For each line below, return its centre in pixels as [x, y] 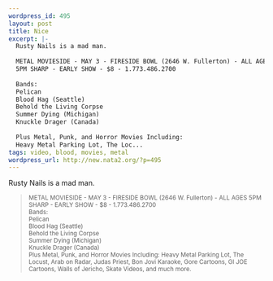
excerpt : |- [28, 39]
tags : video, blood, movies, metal [69, 152]
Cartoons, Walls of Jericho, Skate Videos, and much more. [110, 270]
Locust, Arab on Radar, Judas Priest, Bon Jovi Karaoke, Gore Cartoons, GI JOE [138, 262]
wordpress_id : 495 [39, 16]
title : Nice [28, 31]
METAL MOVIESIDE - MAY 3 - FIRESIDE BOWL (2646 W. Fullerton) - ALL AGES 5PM [145, 198]
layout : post [30, 24]
